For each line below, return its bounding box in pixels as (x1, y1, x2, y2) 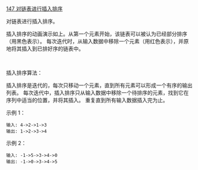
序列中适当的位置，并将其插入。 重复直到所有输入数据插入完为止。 (6, 97, 168, 104)
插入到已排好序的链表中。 (21, 45, 84, 52)
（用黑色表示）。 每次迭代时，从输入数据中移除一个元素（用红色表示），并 (6, 38, 184, 44)
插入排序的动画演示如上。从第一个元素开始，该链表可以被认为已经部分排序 (6, 30, 187, 37)
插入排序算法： (6, 69, 43, 76)
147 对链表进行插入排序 (6, 5, 63, 12)
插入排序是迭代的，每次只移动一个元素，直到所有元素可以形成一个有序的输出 (6, 82, 193, 89)
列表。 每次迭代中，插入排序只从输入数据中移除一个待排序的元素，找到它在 (6, 89, 189, 96)
